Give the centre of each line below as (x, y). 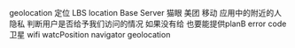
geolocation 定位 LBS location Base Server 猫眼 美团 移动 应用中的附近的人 (145, 13)
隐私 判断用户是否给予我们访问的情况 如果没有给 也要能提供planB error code (148, 24)
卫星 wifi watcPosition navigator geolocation (90, 34)
